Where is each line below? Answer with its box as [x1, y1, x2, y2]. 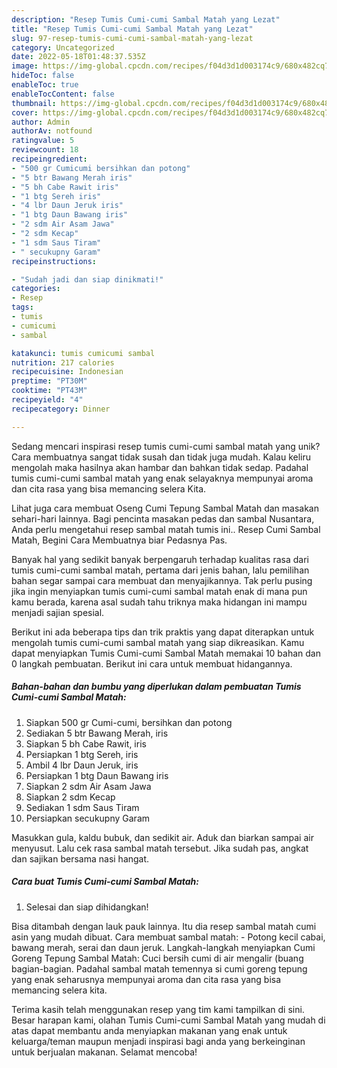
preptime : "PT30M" [11, 376, 88, 386]
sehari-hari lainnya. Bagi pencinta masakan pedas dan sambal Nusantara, [11, 512, 315, 525]
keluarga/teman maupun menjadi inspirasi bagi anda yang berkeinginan [11, 1035, 306, 1047]
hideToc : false [11, 71, 75, 81]
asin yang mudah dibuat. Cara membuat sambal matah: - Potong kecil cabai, [11, 931, 326, 943]
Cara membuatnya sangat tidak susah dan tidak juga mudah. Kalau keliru [11, 451, 311, 463]
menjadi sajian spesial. [11, 606, 105, 618]
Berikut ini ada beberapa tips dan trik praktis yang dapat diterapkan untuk [11, 626, 315, 638]
